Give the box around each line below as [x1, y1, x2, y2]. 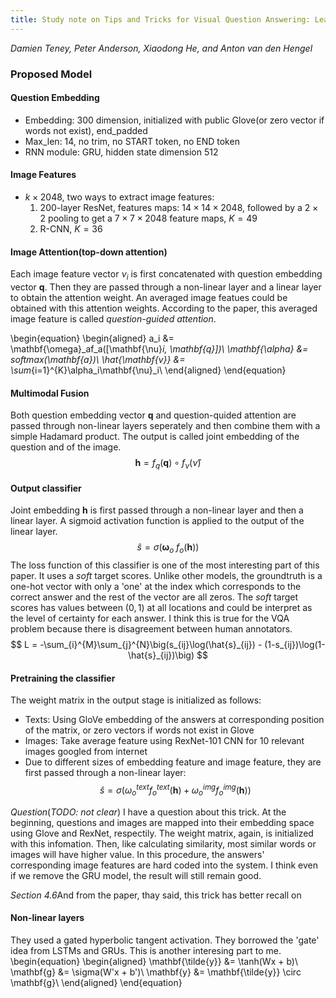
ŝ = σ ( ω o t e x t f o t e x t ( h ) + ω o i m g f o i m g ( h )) [99, 782, 252, 798]
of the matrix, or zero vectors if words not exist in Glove [24, 724, 255, 736]
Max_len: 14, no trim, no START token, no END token [24, 135, 240, 147]
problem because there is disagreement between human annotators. [10, 622, 293, 635]
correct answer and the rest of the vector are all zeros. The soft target [10, 591, 299, 603]
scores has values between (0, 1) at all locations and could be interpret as [10, 601, 313, 613]
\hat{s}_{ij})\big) [128, 649, 195, 661]
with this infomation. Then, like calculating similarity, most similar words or [10, 837, 317, 850]
